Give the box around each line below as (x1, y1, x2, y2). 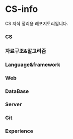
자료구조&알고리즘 (5, 47, 46, 54)
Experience (5, 128, 33, 135)
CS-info (5, 3, 38, 15)
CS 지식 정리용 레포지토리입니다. (5, 20, 69, 26)
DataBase (5, 88, 29, 95)
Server (5, 101, 22, 108)
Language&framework (5, 61, 61, 68)
